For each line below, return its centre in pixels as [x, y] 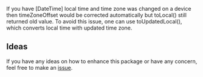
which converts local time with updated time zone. [69, 28]
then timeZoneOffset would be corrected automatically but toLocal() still [97, 15]
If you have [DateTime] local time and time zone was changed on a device [99, 9]
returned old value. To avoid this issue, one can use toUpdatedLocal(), [94, 21]
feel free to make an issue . [40, 67]
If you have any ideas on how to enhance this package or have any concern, [102, 61]
